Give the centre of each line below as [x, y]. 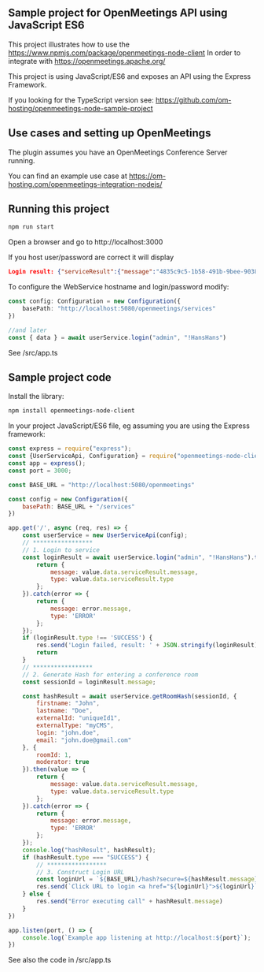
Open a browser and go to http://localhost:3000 [86, 242]
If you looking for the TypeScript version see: [81, 100]
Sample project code [60, 377]
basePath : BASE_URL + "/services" [79, 506]
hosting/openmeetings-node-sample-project [81, 108]
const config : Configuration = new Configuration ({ [94, 302]
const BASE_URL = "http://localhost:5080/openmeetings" [101, 485]
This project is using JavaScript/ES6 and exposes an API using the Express [130, 76]
